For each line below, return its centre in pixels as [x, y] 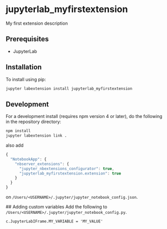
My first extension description [37, 23]
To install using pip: [26, 79]
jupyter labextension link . [36, 136]
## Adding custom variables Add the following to [57, 207]
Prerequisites [27, 39]
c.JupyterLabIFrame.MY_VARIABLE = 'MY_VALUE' [54, 221]
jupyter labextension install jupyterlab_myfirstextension [69, 89]
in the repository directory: [34, 122]
